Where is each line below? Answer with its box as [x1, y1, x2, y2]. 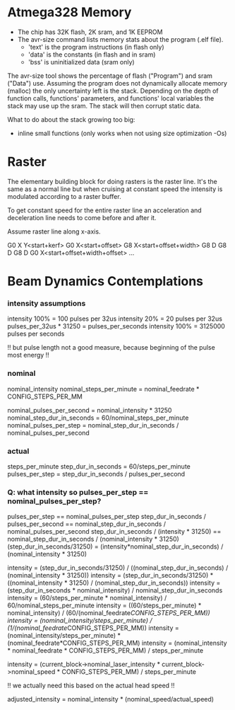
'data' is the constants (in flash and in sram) [28, 50, 156, 59]
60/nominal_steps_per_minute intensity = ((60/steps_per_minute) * [7, 601, 202, 609]
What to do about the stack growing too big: [7, 115, 135, 124]
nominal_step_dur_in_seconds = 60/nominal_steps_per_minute [7, 413, 189, 422]
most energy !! [7, 351, 49, 360]
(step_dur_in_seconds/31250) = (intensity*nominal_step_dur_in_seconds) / [7, 542, 224, 551]
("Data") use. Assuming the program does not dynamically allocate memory [7, 79, 228, 87]
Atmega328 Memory [7, 4, 132, 21]
